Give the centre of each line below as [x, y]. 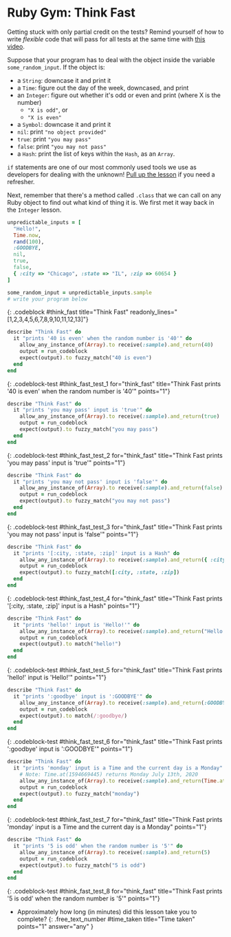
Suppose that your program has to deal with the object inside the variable [111, 59]
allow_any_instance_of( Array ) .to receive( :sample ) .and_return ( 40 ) [117, 345]
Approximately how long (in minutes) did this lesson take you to [107, 912]
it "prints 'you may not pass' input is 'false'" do [90, 482]
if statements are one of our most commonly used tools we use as [102, 167]
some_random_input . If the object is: [56, 67]
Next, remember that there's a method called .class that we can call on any [114, 195]
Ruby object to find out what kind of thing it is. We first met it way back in [111, 202]
